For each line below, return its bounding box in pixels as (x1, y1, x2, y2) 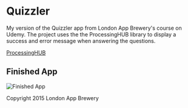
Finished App (6, 67, 58, 77)
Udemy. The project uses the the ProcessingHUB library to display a (6, 30, 176, 38)
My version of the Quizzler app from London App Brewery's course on (6, 24, 182, 32)
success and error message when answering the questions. (6, 37, 156, 44)
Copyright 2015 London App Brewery (6, 94, 99, 101)
